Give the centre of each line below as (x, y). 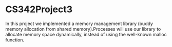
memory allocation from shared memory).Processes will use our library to (83, 29)
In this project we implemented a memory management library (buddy (79, 24)
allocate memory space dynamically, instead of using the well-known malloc (86, 34)
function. (15, 40)
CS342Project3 (39, 9)
